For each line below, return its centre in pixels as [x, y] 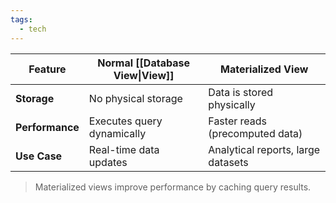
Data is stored [241, 92]
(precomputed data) [255, 133]
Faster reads [238, 121]
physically [232, 104]
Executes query [125, 121]
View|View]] [144, 75]
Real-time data [124, 149]
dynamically [117, 133]
